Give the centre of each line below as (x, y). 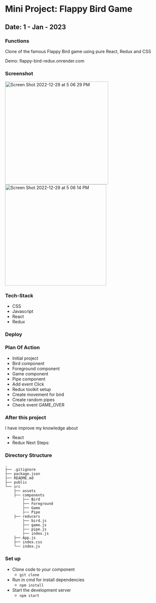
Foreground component (36, 369)
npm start (29, 596)
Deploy (14, 334)
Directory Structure (29, 455)
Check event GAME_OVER (38, 405)
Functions (17, 41)
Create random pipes (33, 399)
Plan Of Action (22, 348)
